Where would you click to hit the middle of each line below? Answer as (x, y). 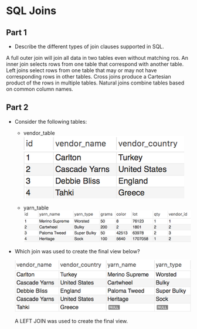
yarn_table (36, 208)
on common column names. (40, 89)
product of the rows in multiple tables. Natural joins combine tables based (95, 83)
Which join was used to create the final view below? (77, 252)
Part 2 (17, 108)
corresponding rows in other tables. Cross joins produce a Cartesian (89, 77)
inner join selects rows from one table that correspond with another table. (95, 64)
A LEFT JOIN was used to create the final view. (71, 321)
